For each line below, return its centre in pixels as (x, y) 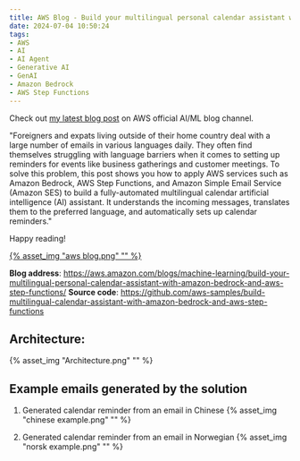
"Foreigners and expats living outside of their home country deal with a (140, 135)
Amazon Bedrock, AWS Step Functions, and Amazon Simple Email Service (146, 183)
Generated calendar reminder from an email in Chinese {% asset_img (150, 410)
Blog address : (36, 273)
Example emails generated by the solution (129, 389)
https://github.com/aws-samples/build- (193, 292)
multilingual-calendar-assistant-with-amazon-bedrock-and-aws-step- (138, 302)
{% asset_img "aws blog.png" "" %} (75, 255)
